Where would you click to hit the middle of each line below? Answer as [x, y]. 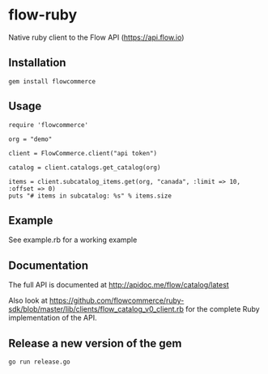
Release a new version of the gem [95, 343]
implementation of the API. [53, 318]
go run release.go [39, 362]
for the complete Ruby [223, 309]
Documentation [49, 265]
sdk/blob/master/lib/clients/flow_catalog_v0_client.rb [96, 309]
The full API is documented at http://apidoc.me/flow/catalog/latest [119, 285]
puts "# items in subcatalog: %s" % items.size [90, 196]
